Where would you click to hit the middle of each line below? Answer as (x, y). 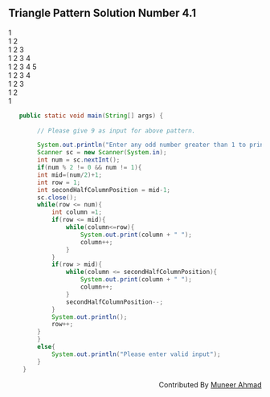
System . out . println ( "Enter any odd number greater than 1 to (142, 145)
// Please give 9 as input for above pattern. (117, 131)
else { (47, 347)
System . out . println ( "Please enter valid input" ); (136, 354)
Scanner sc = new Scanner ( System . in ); (102, 153)
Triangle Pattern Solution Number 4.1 (102, 13)
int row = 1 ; (59, 182)
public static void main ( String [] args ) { (91, 116)
